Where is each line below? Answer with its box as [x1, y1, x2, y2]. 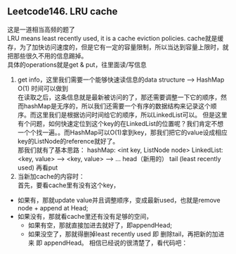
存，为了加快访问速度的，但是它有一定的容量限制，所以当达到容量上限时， [7, 42, 223, 51]
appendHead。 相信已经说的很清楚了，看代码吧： [44, 239, 188, 247]
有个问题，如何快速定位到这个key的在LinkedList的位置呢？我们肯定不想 [17, 119, 223, 127]
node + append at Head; [17, 203, 89, 212]
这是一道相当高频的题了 [7, 25, 75, 34]
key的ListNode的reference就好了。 [17, 136, 119, 145]
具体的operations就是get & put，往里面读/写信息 [7, 60, 147, 69]
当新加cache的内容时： [17, 172, 86, 180]
